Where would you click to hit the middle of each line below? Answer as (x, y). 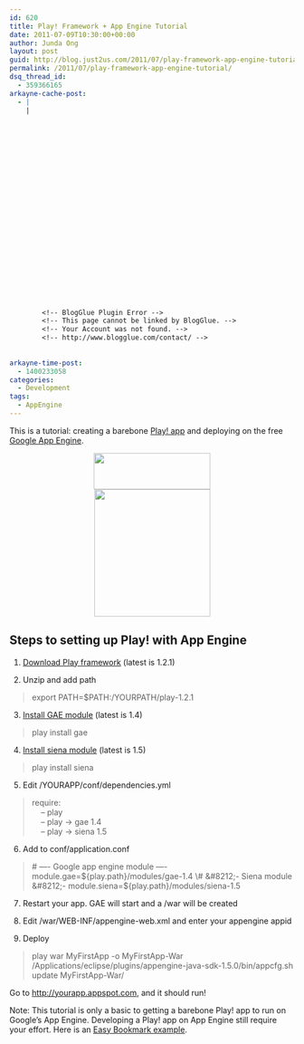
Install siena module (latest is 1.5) (84, 750)
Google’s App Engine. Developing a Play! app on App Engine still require (143, 1020)
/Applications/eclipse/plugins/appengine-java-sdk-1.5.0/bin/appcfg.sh (162, 965)
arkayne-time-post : (46, 363)
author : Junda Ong (44, 43)
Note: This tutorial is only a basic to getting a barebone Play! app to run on (148, 1010)
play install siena (62, 767)
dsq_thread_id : (38, 77)
